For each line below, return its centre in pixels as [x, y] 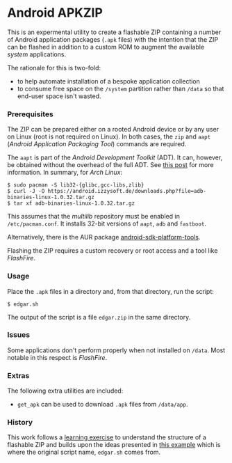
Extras [18, 375]
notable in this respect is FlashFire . [57, 357]
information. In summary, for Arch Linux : [65, 173]
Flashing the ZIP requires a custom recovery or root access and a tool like [113, 251]
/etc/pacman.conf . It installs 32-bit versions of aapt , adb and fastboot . [107, 223]
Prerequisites [30, 114]
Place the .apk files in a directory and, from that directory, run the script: [110, 291]
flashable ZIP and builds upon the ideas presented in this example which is [114, 445]
